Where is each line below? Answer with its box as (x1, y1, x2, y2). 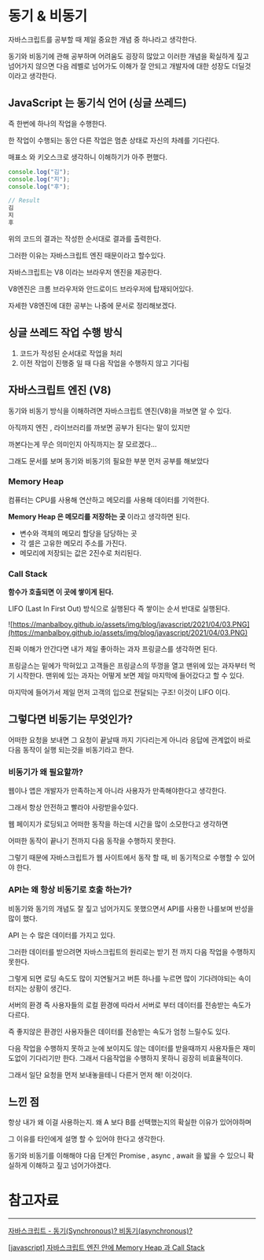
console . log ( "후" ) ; (8, 183, 71, 190)
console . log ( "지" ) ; (8, 175, 71, 183)
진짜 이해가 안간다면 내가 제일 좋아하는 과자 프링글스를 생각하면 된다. (8, 645, 218, 654)
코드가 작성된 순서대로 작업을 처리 (19, 348, 123, 358)
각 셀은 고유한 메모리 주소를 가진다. (19, 538, 127, 548)
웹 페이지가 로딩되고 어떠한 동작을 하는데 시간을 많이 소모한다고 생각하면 (8, 819, 229, 829)
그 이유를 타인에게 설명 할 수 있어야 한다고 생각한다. (8, 1134, 165, 1144)
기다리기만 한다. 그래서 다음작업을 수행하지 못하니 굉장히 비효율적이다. (28, 1053, 244, 1062)
